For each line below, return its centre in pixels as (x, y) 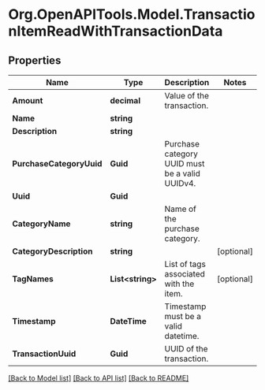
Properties (35, 60)
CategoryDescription (52, 251)
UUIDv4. (180, 183)
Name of (181, 209)
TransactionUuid (44, 354)
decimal (125, 100)
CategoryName (41, 224)
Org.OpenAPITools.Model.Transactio (132, 15)
